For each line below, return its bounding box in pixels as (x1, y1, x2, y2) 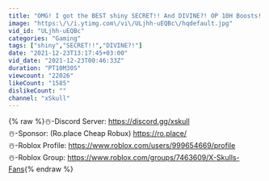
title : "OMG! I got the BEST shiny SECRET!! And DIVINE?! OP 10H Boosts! (8, 11, 263, 20)
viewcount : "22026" (8, 72, 74, 80)
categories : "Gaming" (8, 34, 82, 43)
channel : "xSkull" (8, 94, 70, 102)
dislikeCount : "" (8, 86, 67, 95)
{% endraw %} (23, 164, 74, 174)
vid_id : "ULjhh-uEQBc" (8, 27, 85, 35)
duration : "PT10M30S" (8, 64, 82, 72)
